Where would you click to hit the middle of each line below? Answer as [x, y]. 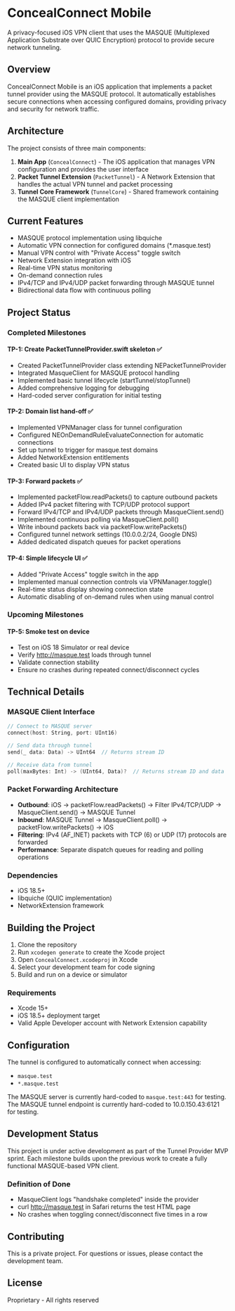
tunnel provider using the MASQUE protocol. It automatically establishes [112, 94]
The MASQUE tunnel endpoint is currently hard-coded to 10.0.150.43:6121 [113, 1104]
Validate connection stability [58, 662]
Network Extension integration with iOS [74, 260]
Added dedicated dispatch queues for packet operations [99, 542]
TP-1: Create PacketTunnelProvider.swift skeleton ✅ [85, 349]
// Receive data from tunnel [50, 765]
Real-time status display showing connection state [90, 589]
